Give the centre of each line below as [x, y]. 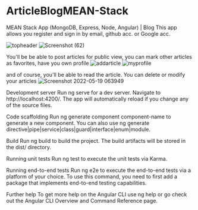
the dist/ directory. [29, 147]
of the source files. [29, 105]
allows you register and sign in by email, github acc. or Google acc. [88, 33]
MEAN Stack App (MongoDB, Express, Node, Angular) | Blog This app [92, 27]
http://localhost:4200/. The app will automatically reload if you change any [98, 99]
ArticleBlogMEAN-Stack [67, 11]
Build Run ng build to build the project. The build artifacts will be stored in [96, 140]
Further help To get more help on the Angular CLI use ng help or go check [97, 194]
